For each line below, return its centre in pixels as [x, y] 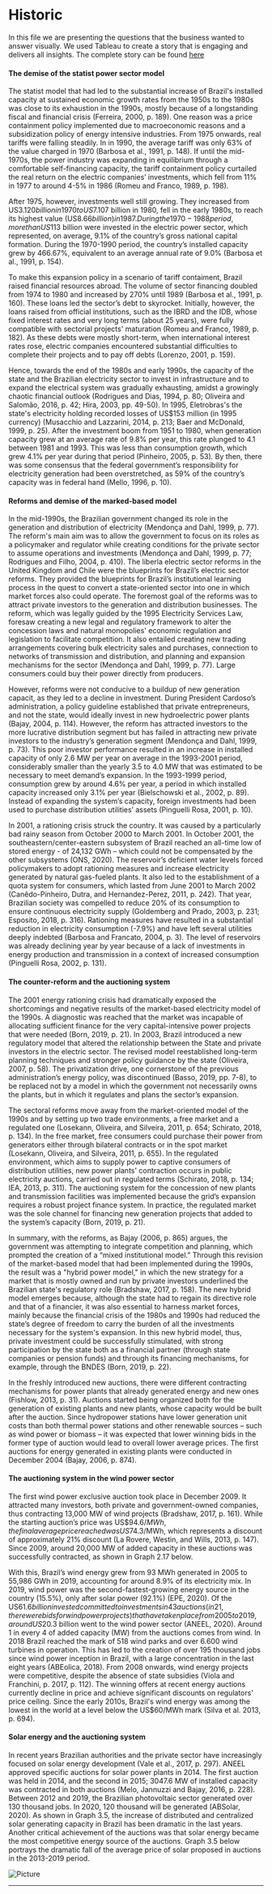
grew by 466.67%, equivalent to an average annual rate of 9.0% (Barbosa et [136, 253]
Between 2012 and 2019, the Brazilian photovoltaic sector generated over [131, 1798]
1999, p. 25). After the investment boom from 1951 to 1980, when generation [135, 431]
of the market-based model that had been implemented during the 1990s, [131, 1263]
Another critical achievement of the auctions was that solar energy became [134, 1832]
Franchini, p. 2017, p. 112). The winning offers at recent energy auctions [127, 1684]
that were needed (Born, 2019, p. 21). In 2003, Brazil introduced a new [125, 1034]
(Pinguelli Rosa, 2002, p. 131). [57, 963]
